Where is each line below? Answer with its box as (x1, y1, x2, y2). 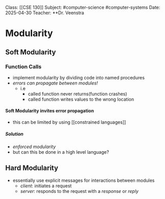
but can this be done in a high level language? (12, 149, 109, 155)
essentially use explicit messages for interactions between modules (12, 177, 155, 183)
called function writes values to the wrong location (28, 96, 134, 102)
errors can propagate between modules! (12, 80, 98, 86)
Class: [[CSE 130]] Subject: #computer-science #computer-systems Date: (5, 5, 160, 10)
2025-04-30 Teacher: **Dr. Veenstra (5, 10, 85, 16)
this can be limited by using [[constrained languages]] (12, 119, 126, 125)
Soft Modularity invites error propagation (5, 108, 94, 114)
